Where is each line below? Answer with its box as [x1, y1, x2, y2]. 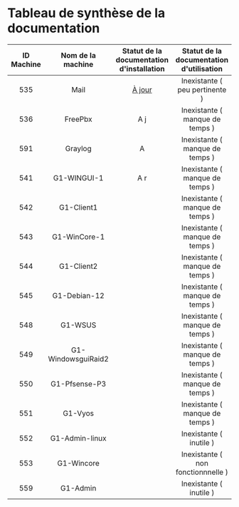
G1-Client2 [59, 261, 98, 271]
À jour [132, 84, 152, 94]
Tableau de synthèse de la [7, 5, 166, 21]
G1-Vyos [63, 408, 95, 418]
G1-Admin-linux [50, 433, 107, 443]
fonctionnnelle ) [175, 467, 229, 477]
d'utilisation [181, 63, 223, 73]
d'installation [119, 63, 165, 73]
